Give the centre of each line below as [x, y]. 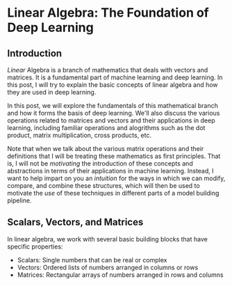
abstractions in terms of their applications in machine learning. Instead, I [110, 171]
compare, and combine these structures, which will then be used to [103, 185]
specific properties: [35, 246]
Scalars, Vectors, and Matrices [75, 222]
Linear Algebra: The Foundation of [108, 13]
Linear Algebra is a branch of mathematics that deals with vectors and [108, 70]
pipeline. [19, 200]
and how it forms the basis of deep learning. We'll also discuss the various [114, 113]
